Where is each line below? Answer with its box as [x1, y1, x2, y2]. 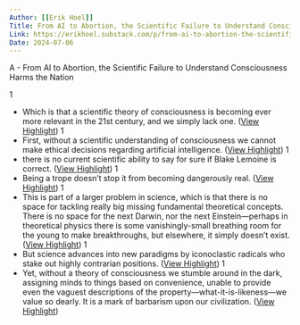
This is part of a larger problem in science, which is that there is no [21, 192, 268, 203]
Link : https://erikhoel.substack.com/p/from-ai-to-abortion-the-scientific [9, 29, 297, 38]
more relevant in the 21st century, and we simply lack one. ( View [21, 116, 260, 127]
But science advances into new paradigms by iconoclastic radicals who [21, 249, 286, 260]
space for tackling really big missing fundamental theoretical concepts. [21, 202, 284, 212]
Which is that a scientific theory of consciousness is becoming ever [21, 106, 272, 117]
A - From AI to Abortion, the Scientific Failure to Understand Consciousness [9, 62, 287, 73]
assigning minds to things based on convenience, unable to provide [21, 278, 271, 288]
